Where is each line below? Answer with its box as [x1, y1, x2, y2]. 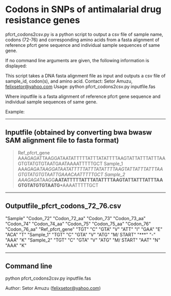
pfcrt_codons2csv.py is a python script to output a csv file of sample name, [5, 31, 163, 37]
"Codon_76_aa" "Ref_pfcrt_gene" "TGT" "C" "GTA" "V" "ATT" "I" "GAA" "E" [5, 226, 163, 232]
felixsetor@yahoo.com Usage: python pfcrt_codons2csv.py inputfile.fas [5, 83, 156, 90]
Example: [5, 109, 25, 115]
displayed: [5, 63, 27, 69]
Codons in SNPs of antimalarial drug [5, 4, 162, 15]
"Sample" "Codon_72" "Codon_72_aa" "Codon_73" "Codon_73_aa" [5, 215, 146, 221]
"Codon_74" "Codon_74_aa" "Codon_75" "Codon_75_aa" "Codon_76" [5, 221, 151, 227]
